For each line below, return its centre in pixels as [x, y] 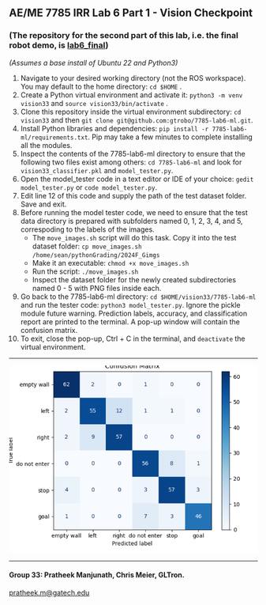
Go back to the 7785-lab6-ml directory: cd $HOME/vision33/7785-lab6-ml [138, 297]
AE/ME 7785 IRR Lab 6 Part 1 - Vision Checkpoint [131, 13]
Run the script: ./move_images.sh [85, 271]
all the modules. [46, 145]
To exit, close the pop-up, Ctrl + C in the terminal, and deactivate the [133, 338]
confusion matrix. [49, 330]
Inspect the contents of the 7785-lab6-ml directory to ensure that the [133, 153]
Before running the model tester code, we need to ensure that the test [134, 212]
